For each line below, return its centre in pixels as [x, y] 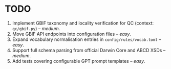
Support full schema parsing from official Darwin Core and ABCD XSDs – [89, 50]
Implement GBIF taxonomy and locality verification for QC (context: [83, 23]
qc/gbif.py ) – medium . [36, 28]
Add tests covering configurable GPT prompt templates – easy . [79, 61]
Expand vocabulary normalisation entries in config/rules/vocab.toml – [87, 39]
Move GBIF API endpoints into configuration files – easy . [72, 34]
